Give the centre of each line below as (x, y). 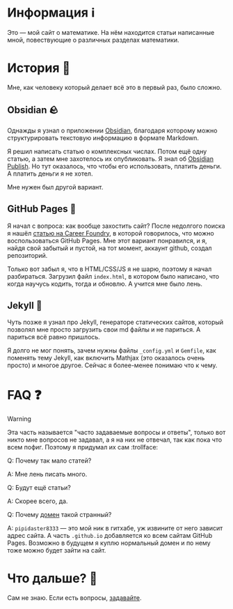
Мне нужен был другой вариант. (55, 187)
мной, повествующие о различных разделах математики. (93, 40)
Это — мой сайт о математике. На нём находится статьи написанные (111, 32)
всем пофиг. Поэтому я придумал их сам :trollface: (83, 447)
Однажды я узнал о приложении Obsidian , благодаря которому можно (112, 130)
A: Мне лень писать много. (47, 475)
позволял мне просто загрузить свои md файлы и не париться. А (104, 330)
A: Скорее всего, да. (38, 501)
